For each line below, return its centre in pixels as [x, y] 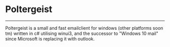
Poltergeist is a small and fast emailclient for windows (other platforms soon [84, 28]
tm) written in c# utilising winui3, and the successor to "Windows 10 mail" [82, 33]
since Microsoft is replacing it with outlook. [50, 38]
